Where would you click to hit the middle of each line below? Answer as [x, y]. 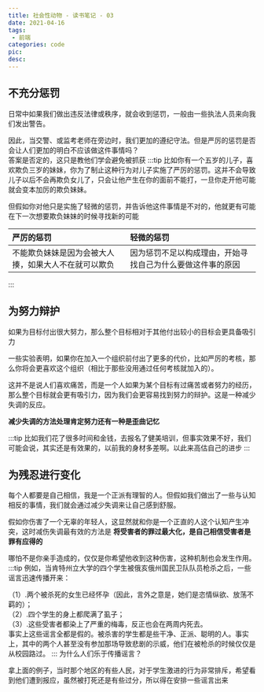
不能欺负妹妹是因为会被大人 [64, 253]
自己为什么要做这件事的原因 [189, 265]
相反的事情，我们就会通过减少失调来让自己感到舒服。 [94, 505]
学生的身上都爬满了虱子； [83, 614]
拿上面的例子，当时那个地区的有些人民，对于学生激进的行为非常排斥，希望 [128, 671]
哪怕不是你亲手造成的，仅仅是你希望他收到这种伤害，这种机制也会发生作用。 [132, 558]
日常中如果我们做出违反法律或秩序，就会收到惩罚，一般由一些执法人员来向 [128, 113]
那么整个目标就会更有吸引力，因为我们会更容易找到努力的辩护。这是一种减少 [132, 394]
